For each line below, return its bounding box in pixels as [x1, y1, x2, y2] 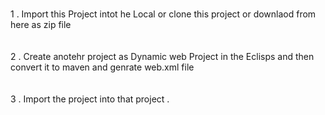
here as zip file [10, 19, 72, 30]
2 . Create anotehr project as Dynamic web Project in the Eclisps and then [10, 51, 315, 62]
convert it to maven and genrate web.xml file [10, 61, 195, 73]
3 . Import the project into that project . [10, 93, 170, 105]
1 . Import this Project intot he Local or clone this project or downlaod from [10, 8, 317, 20]
